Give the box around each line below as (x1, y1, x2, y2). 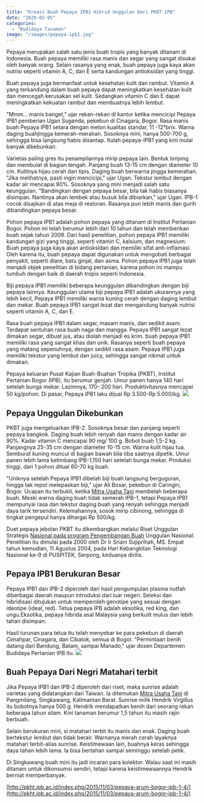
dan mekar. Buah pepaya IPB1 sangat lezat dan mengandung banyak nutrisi (6, 301, 195, 309)
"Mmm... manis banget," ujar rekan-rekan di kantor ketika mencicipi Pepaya (6, 111, 196, 118)
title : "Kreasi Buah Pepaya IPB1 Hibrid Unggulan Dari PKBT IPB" (6, 9, 175, 15)
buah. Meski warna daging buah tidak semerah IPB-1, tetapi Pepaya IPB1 (6, 494, 188, 501)
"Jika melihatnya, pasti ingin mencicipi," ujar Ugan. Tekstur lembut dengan (6, 174, 192, 181)
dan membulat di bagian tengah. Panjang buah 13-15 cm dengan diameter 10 (6, 161, 199, 169)
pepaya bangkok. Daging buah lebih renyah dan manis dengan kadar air (6, 430, 187, 438)
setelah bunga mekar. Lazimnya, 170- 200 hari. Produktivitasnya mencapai (6, 383, 194, 390)
